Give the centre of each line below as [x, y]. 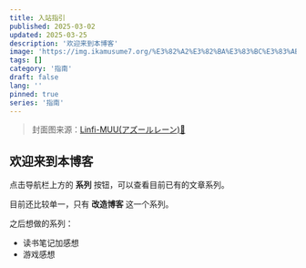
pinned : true [34, 94]
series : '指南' [37, 103]
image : [22, 52]
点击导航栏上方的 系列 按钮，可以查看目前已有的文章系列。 [119, 185]
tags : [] [26, 60]
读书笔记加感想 [51, 243]
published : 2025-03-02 [52, 26]
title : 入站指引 [37, 18]
